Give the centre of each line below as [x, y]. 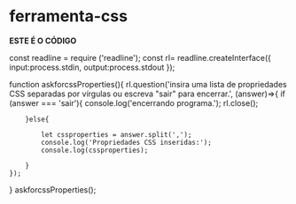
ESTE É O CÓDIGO [43, 41]
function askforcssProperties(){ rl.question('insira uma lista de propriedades [148, 84]
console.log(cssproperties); [95, 150]
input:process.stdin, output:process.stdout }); [92, 67]
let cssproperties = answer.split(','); [117, 134]
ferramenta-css [69, 16]
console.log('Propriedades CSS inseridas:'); [127, 142]
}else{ [37, 119]
